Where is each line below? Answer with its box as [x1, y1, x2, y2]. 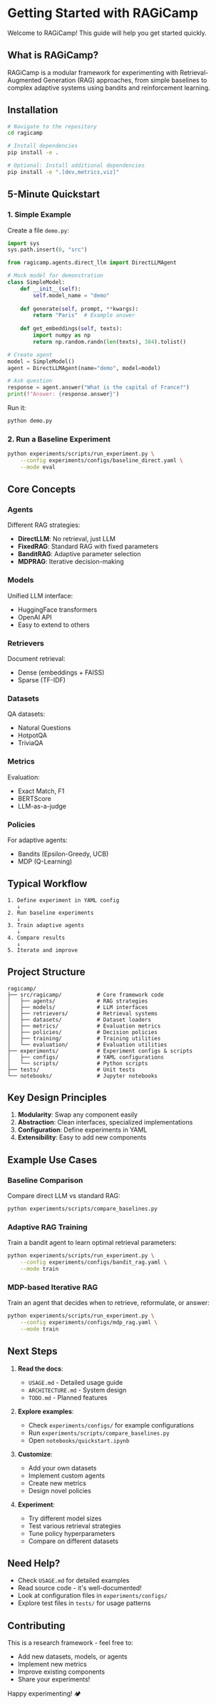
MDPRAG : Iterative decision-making [17, 558, 124, 566]
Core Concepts [7, 483, 76, 496]
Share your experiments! [17, 1675, 91, 1684]
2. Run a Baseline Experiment [7, 434, 110, 444]
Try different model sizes [28, 1514, 102, 1522]
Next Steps [7, 1346, 58, 1358]
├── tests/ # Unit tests [7, 1066, 135, 1073]
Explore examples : [17, 1407, 74, 1415]
